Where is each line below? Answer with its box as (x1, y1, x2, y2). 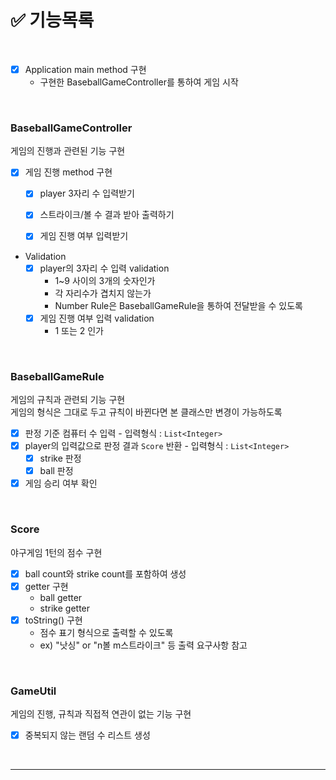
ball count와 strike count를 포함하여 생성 (24, 567, 187, 580)
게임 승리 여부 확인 (24, 477, 98, 490)
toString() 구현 (24, 614, 83, 626)
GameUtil (10, 684, 57, 698)
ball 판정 (39, 465, 74, 477)
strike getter (39, 602, 91, 614)
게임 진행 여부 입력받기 (39, 230, 129, 242)
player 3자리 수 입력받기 (39, 187, 135, 200)
